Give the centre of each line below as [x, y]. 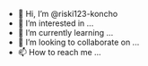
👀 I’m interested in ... [56, 23]
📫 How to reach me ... [59, 52]
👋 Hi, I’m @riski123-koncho [68, 14]
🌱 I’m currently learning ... [65, 33]
